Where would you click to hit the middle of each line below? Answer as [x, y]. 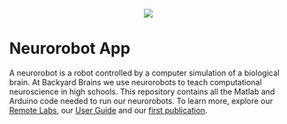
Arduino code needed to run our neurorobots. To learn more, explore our [141, 100]
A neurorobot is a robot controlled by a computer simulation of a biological [144, 73]
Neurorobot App [70, 49]
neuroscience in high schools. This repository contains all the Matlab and [142, 91]
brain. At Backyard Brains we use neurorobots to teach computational [136, 82]
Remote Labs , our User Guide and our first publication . [108, 110]
